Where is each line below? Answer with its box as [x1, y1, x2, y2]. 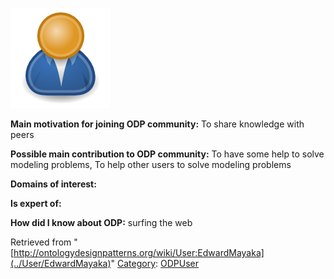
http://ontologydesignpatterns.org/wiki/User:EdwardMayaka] [13, 247, 265, 258]
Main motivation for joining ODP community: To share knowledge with [10, 118, 305, 130]
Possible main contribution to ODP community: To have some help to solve [10, 148, 325, 160]
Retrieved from [10, 236, 72, 248]
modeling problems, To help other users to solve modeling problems [10, 159, 292, 170]
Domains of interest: [10, 178, 97, 190]
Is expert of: [10, 198, 62, 209]
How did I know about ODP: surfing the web [10, 217, 193, 228]
